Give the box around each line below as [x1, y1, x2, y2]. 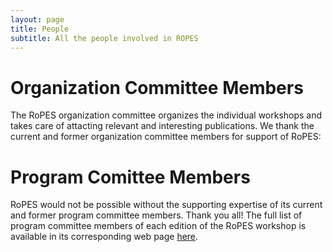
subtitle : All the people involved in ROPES [10, 33, 199, 43]
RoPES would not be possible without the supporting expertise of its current [10, 199, 323, 211]
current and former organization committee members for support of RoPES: [10, 131, 322, 143]
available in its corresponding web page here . [10, 231, 199, 243]
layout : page [10, 14, 65, 25]
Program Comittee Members [10, 166, 251, 188]
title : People [10, 24, 70, 34]
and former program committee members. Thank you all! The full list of [10, 209, 303, 221]
